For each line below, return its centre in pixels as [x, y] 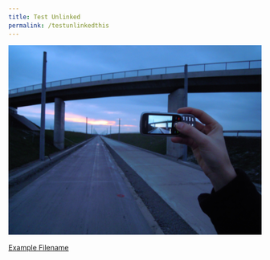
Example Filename [39, 247]
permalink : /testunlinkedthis [59, 25]
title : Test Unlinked [45, 17]
